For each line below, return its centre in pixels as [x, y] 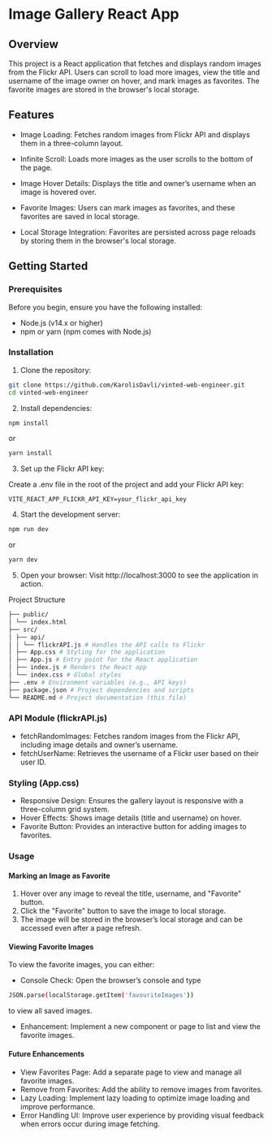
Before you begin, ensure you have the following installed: [106, 307]
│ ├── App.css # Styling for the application [86, 652]
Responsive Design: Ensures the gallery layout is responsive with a [132, 801]
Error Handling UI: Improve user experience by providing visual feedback [142, 1115]
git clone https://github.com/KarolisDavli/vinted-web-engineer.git [127, 385]
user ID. [33, 762]
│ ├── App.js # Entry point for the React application [103, 660]
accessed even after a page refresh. [81, 928]
